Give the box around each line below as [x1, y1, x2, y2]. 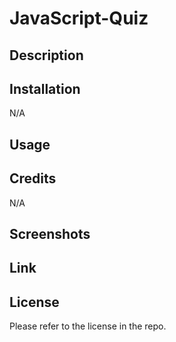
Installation [9, 80, 81, 97]
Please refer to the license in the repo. [9, 320, 167, 332]
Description [9, 47, 84, 64]
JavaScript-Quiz [9, 7, 149, 30]
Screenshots [9, 225, 91, 242]
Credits [9, 170, 57, 187]
